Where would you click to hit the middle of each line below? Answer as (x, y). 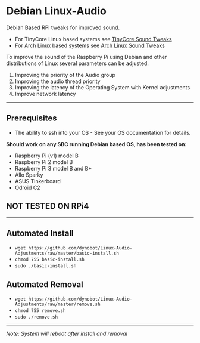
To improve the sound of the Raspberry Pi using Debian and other (87, 57)
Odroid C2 (27, 187)
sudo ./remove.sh (36, 317)
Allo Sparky (29, 175)
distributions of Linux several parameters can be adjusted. (77, 63)
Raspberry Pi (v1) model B (46, 156)
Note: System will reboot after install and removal (67, 334)
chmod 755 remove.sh (40, 311)
